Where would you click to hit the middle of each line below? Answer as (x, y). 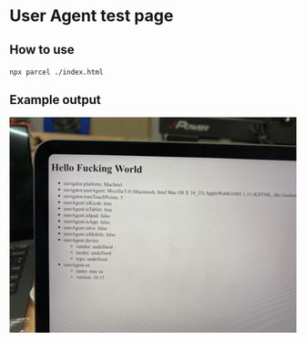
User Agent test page (92, 16)
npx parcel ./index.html (56, 72)
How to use (42, 50)
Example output (56, 100)
